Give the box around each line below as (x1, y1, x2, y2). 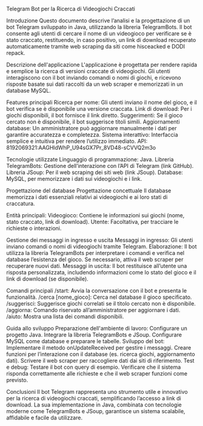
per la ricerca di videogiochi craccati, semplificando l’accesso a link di (6, 395, 182, 402)
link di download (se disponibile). (6, 275, 89, 282)
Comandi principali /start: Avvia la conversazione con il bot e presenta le (6, 287, 187, 294)
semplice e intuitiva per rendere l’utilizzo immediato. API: (6, 138, 148, 145)
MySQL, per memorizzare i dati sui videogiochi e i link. (6, 175, 142, 182)
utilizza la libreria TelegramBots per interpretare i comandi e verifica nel (6, 250, 185, 256)
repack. (6, 49, 25, 57)
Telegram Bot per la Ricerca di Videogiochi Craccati (6, 5, 135, 12)
